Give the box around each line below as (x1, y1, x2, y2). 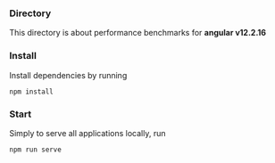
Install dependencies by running (9, 69, 128, 80)
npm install (9, 87, 54, 96)
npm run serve (9, 145, 62, 154)
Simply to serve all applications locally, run (9, 127, 166, 138)
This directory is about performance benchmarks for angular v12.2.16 (9, 28, 266, 38)
